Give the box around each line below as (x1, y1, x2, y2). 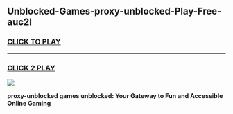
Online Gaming (7, 99, 51, 107)
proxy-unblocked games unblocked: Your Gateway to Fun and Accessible (7, 91, 223, 99)
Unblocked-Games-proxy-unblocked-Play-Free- (7, 6, 222, 17)
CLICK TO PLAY (7, 37, 61, 47)
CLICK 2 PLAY (7, 63, 55, 73)
